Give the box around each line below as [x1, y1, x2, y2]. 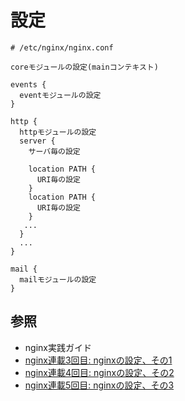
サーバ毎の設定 [28, 146, 81, 156]
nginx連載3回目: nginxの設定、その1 [24, 354, 173, 366]
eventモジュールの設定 [19, 90, 102, 100]
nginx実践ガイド [24, 341, 92, 353]
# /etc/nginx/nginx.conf [10, 42, 114, 53]
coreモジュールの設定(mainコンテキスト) [10, 62, 159, 72]
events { [10, 79, 47, 90]
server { [19, 136, 56, 146]
